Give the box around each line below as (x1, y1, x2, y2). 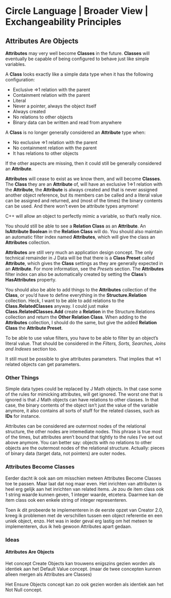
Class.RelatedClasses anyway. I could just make (5, 303, 109, 309)
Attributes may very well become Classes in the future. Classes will (5, 50, 150, 56)
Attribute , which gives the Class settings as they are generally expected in (5, 260, 163, 266)
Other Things (5, 374, 39, 381)
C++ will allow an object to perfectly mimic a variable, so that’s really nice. (5, 213, 162, 219)
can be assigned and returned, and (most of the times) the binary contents (5, 198, 163, 203)
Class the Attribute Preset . (5, 325, 63, 331)
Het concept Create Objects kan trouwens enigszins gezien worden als (5, 560, 155, 566)
